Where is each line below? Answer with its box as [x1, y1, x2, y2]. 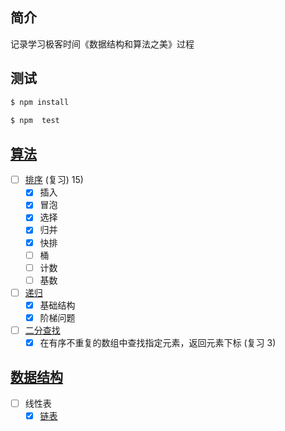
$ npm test [10, 115, 60, 125]
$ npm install [10, 97, 70, 107]
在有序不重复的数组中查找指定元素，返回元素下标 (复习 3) [39, 337, 277, 348]
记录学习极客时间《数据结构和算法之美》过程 [10, 38, 195, 50]
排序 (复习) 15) [24, 174, 84, 186]
